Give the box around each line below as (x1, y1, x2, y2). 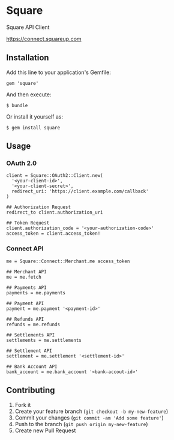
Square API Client (6, 23, 50, 31)
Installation (6, 52, 49, 63)
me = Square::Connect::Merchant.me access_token (6, 258, 130, 264)
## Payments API (6, 284, 47, 291)
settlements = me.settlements (6, 337, 82, 343)
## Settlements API (6, 332, 55, 338)
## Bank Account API (6, 364, 58, 370)
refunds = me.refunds (6, 321, 61, 327)
